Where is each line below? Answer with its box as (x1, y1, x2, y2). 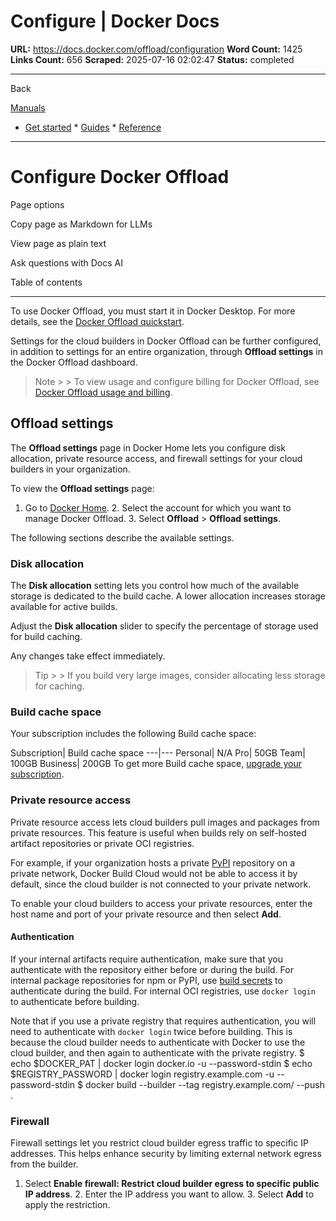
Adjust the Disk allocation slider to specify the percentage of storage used (10, 620, 319, 632)
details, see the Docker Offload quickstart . (10, 315, 185, 327)
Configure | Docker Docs (10, 10, 220, 33)
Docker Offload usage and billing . (34, 386, 173, 398)
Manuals (10, 101, 46, 114)
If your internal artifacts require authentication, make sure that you (10, 953, 283, 965)
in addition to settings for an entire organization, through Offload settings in (10, 345, 323, 357)
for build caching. (10, 630, 83, 642)
